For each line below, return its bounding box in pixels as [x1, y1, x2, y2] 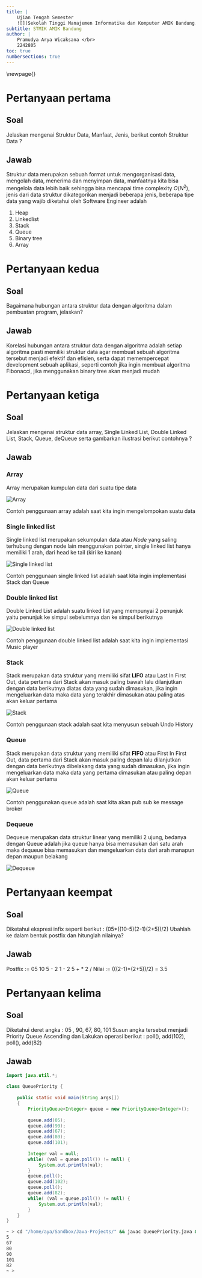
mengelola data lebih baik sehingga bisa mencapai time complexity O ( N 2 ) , [6, 184, 190, 192]
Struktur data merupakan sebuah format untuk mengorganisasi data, [6, 171, 176, 178]
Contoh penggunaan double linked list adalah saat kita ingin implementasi [6, 637, 189, 644]
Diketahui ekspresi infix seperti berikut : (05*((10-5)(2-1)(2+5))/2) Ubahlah [6, 925, 191, 933]
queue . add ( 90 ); [28, 1123, 66, 1129]
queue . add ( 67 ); [28, 1128, 66, 1135]
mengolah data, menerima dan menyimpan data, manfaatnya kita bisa [6, 177, 179, 184]
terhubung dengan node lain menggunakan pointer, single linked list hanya [6, 542, 191, 550]
